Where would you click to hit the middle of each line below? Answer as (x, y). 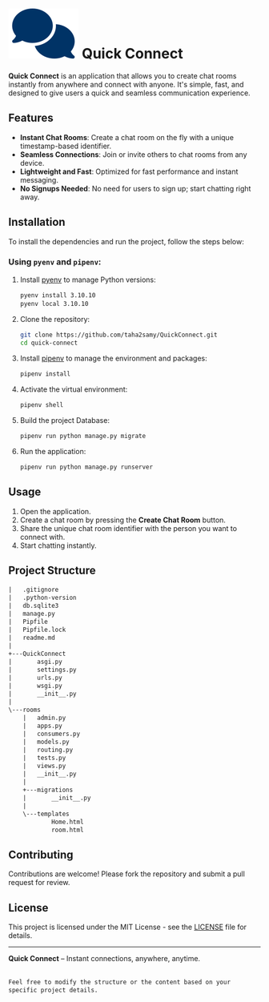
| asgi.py (35, 662)
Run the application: (53, 451)
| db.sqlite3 (34, 606)
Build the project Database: (65, 421)
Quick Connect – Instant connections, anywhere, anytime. (104, 959)
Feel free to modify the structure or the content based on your (119, 982)
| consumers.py (52, 734)
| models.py (46, 742)
